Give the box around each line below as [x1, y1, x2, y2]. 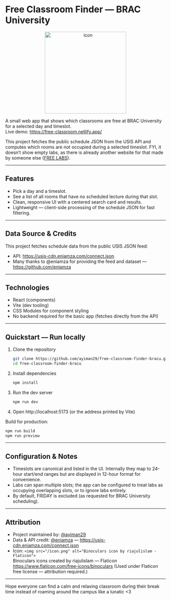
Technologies [5, 283, 50, 292]
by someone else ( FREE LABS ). [5, 154, 71, 161]
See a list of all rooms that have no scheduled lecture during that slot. [12, 193, 159, 199]
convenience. [12, 477, 42, 483]
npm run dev [12, 399, 38, 405]
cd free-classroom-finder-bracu [12, 361, 81, 366]
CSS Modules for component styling [12, 308, 89, 314]
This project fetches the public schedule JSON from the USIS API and [5, 138, 151, 144]
